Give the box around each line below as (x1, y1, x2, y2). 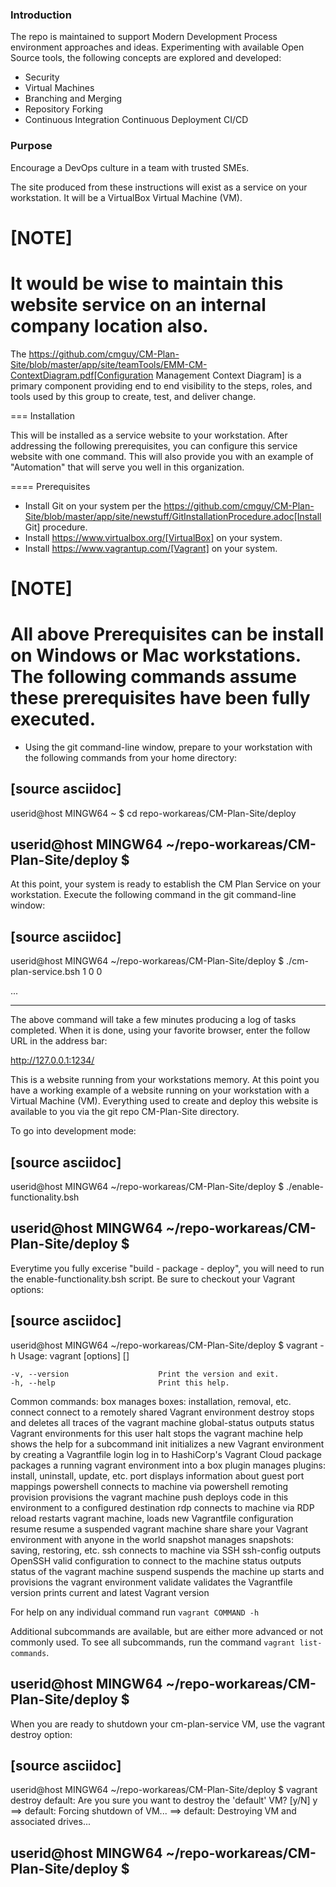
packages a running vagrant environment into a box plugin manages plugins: (10, 1459, 326, 1471)
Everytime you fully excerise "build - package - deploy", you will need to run (10, 1262, 325, 1274)
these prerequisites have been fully (10, 687, 311, 710)
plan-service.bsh (10, 966, 81, 978)
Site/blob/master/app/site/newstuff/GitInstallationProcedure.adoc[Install (24, 510, 322, 522)
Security (24, 71, 60, 83)
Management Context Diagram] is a (155, 369, 302, 381)
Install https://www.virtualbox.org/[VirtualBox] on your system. (24, 531, 283, 543)
